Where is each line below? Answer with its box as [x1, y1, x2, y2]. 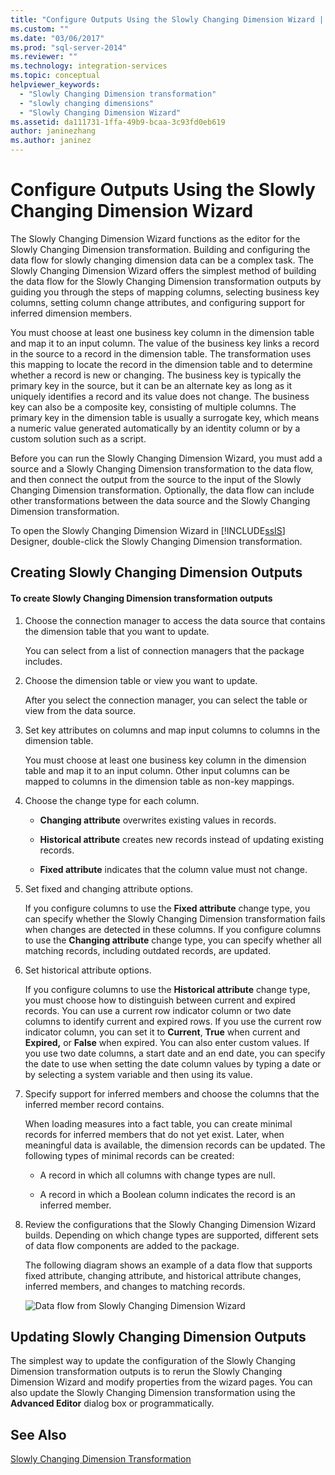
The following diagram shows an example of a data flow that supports [24, 1259, 313, 1271]
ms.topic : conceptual [10, 71, 101, 81]
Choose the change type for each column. [24, 794, 200, 806]
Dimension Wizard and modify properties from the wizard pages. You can [10, 1376, 313, 1388]
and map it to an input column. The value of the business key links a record [10, 337, 320, 349]
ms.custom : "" [10, 24, 70, 34]
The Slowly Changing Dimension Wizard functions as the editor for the [10, 232, 301, 245]
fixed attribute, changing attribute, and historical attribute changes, [24, 1269, 302, 1281]
